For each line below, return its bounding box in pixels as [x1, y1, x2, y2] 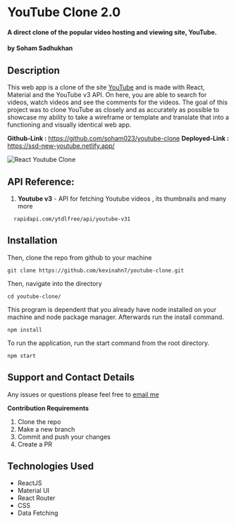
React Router [17, 494, 56, 502]
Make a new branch [17, 425, 75, 433]
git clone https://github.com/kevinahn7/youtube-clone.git [7, 267, 185, 274]
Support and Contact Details [7, 371, 135, 384]
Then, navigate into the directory [7, 279, 102, 287]
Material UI [17, 487, 50, 495]
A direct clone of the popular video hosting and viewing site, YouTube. [7, 27, 217, 36]
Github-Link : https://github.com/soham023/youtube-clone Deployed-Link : [7, 135, 230, 143]
